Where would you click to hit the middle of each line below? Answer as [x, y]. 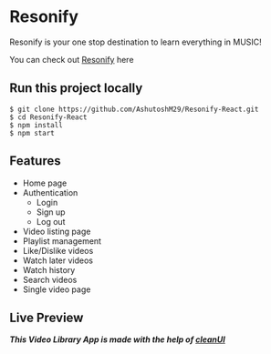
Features [35, 161]
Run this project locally [76, 88]
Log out [51, 221]
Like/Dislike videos [58, 250]
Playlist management [62, 241]
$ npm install [36, 125]
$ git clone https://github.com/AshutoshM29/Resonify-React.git [134, 109]
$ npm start [32, 133]
